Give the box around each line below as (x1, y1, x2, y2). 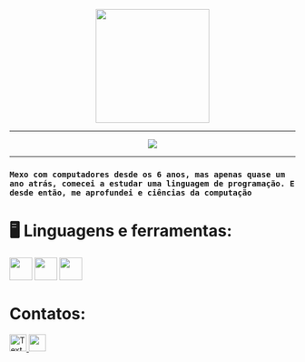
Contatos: (9, 304, 86, 325)
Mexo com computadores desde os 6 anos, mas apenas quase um (9, 169, 286, 179)
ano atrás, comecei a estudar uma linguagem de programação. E (9, 178, 295, 188)
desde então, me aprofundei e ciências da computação (9, 187, 252, 197)
